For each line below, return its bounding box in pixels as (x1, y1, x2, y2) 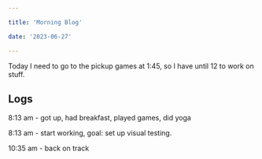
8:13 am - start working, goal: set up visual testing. (8, 128, 172, 138)
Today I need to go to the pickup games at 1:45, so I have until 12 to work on (8, 61, 254, 71)
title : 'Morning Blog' (8, 18, 83, 26)
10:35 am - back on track (8, 143, 90, 153)
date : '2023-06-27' (8, 32, 72, 40)
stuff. (8, 69, 25, 79)
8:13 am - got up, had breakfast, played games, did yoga (8, 113, 191, 123)
